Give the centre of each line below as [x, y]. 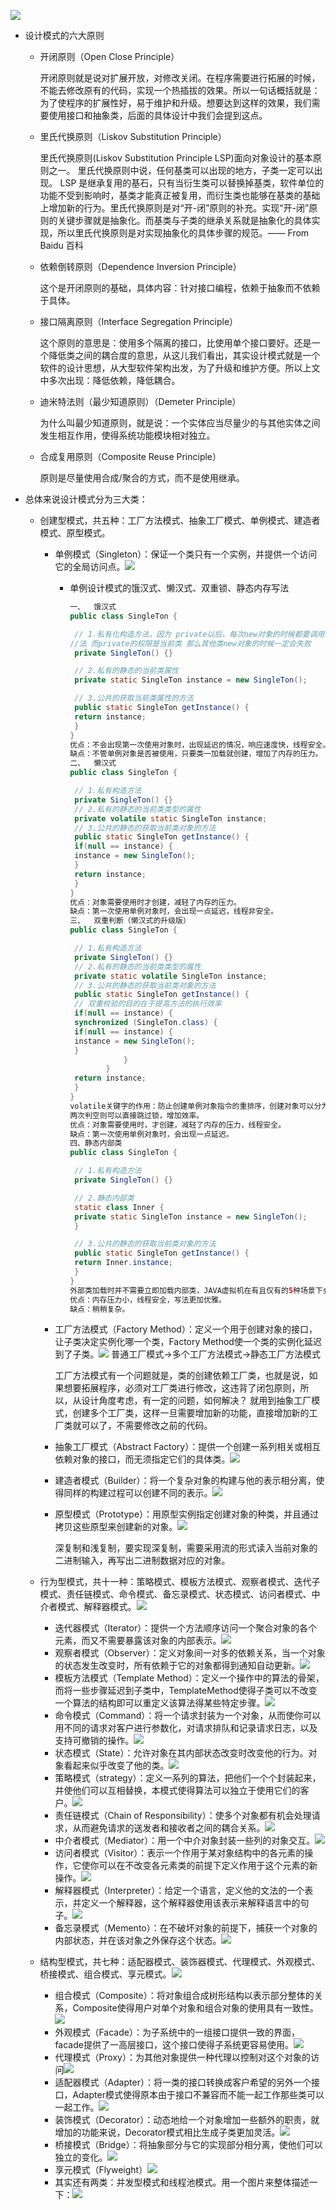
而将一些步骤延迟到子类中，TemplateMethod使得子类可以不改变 [186, 1691]
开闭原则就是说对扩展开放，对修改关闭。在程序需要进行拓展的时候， [180, 78]
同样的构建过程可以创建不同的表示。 [138, 1493]
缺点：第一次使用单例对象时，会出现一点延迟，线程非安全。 [174, 911]
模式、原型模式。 [75, 533]
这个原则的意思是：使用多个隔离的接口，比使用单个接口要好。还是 [175, 343]
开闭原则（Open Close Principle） [109, 56]
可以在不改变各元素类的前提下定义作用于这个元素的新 [208, 1866]
